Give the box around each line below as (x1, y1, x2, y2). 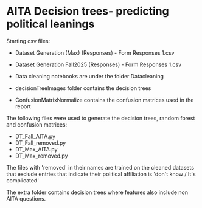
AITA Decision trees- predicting (6, 4, 169, 18)
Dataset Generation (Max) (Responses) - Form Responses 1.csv (15, 49, 175, 56)
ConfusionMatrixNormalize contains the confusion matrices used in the (15, 96, 194, 103)
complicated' (6, 176, 40, 184)
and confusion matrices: (6, 120, 68, 128)
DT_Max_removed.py (15, 152, 68, 159)
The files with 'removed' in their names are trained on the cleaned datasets (6, 164, 195, 171)
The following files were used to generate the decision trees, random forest (6, 114, 195, 122)
